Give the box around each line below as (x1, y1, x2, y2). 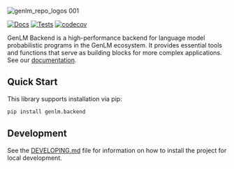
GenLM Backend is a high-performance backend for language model (7, 34, 205, 42)
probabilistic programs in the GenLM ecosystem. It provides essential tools (7, 41, 222, 49)
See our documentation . (7, 56, 77, 64)
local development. (7, 154, 62, 162)
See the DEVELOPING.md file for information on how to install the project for (7, 146, 227, 154)
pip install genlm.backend (7, 108, 86, 115)
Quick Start (7, 76, 58, 88)
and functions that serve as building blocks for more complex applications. (7, 49, 222, 57)
